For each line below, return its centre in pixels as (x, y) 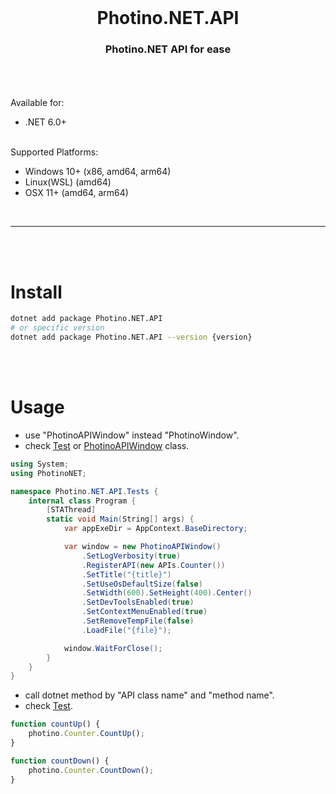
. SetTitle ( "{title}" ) (126, 574)
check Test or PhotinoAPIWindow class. (107, 445)
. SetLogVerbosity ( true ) (131, 556)
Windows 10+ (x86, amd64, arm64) (98, 172)
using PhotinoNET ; (48, 473)
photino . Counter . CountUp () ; (86, 734)
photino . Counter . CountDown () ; (91, 770)
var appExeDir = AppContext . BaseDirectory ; (155, 529)
